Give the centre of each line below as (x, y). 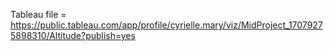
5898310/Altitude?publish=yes (73, 35)
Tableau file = (38, 14)
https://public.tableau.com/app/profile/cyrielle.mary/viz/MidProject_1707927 (166, 25)
